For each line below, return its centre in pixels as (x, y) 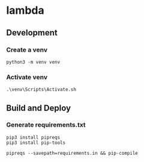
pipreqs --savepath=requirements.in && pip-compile (72, 153)
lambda (25, 10)
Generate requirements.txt (46, 125)
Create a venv (27, 50)
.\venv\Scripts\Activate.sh (41, 90)
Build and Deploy (38, 108)
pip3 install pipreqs (33, 137)
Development (32, 33)
